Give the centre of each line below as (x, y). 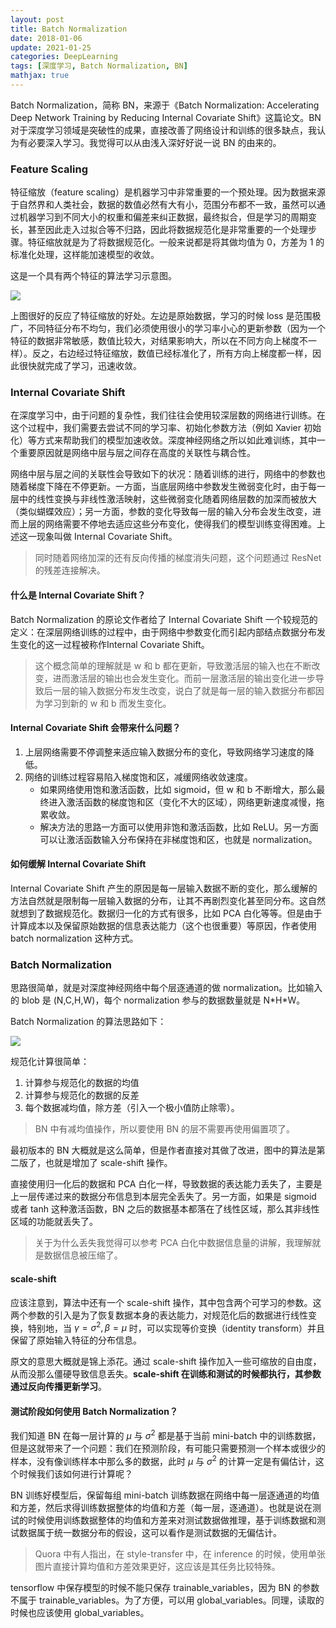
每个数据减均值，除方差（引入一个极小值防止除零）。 (132, 1108)
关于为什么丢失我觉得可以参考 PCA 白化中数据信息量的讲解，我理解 (173, 1243)
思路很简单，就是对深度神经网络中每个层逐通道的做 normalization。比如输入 (166, 988)
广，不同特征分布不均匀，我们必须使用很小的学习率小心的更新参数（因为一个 (168, 328)
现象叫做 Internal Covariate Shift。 (107, 537)
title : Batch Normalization (69, 29)
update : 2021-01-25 (51, 47)
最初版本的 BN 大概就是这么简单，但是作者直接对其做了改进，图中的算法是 (163, 1150)
